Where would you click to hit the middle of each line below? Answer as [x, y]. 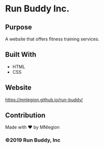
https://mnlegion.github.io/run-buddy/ [44, 100]
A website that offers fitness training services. [52, 39]
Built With [21, 55]
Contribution [25, 115]
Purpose [19, 27]
